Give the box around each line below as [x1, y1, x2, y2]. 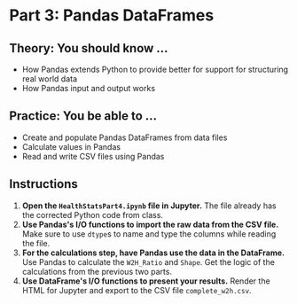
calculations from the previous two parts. [21, 266, 173, 277]
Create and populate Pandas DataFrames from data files [21, 132, 228, 143]
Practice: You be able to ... [9, 108, 158, 124]
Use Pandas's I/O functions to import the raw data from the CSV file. [21, 219, 279, 230]
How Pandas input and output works [21, 83, 156, 93]
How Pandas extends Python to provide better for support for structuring [21, 64, 289, 74]
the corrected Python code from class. [21, 209, 164, 220]
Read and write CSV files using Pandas [21, 151, 165, 161]
